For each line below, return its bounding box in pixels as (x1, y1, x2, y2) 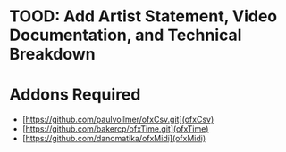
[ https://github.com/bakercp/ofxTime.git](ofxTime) (21, 124, 209, 134)
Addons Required (9, 84, 141, 105)
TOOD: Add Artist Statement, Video (9, 6, 278, 27)
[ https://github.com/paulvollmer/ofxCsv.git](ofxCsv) (21, 114, 214, 125)
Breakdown (9, 44, 96, 64)
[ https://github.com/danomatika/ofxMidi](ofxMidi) (21, 133, 206, 144)
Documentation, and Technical (9, 25, 242, 45)
